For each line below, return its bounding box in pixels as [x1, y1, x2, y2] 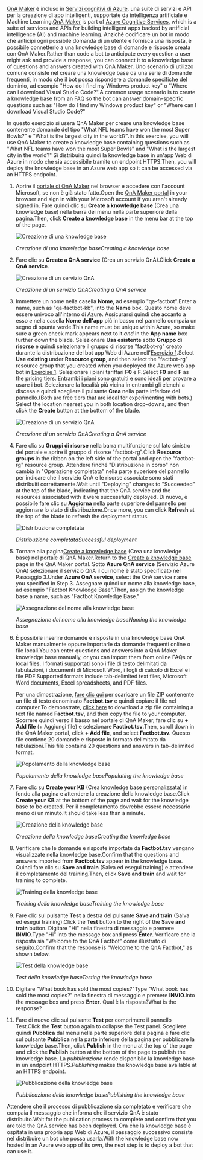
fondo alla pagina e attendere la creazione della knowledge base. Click [15, 790, 190, 797]
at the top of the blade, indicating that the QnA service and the [15, 487, 171, 494]
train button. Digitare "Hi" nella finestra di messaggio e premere [15, 924, 174, 932]
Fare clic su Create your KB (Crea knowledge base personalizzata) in [15, 784, 188, 791]
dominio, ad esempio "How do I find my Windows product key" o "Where [7, 82, 188, 89]
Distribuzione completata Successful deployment [15, 536, 137, 543]
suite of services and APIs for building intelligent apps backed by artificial [7, 24, 189, 31]
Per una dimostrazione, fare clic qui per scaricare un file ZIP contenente [15, 691, 195, 698]
